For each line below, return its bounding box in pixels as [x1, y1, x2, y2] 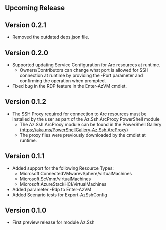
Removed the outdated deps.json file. [12, 34, 90, 40]
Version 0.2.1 [5, 21, 46, 29]
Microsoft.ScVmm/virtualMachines [19, 176, 91, 182]
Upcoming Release [5, 4, 65, 12]
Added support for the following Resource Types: [12, 165, 114, 171]
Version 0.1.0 [5, 206, 47, 215]
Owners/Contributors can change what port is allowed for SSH [19, 67, 149, 73]
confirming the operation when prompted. [19, 78, 106, 84]
